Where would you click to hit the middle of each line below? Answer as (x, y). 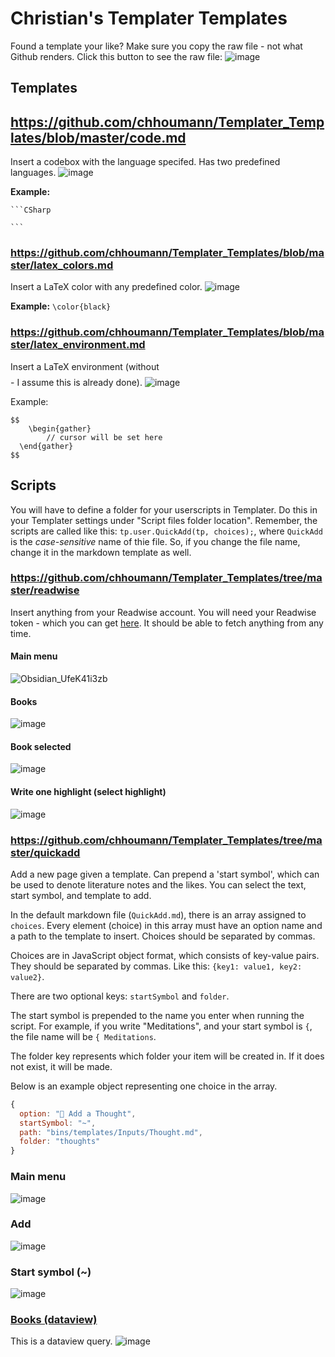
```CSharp (31, 210)
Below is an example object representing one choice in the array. (144, 1086)
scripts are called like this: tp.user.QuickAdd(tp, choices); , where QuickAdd (166, 531)
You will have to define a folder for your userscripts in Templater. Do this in (164, 509)
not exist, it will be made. (61, 1066)
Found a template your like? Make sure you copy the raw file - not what (156, 46)
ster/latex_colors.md (62, 265)
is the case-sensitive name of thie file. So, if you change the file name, (155, 541)
